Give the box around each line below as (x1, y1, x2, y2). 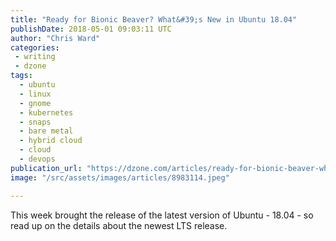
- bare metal (19, 126, 74, 136)
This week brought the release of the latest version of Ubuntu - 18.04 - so (10, 209, 314, 221)
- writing (14, 52, 56, 62)
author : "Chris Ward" (10, 33, 101, 43)
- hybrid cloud (19, 136, 83, 146)
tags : (10, 71, 33, 81)
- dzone (14, 61, 47, 71)
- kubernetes (19, 107, 74, 118)
